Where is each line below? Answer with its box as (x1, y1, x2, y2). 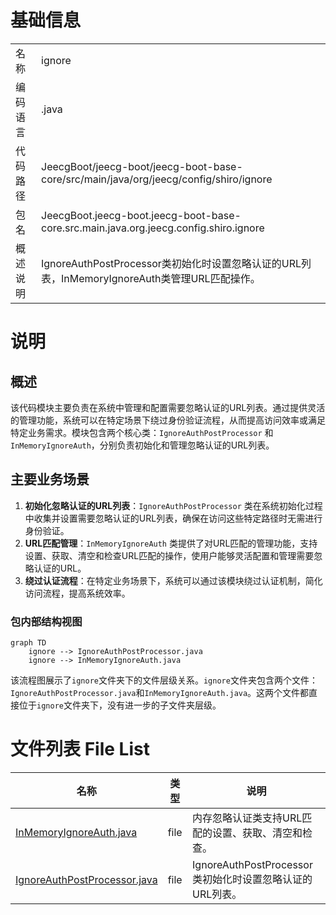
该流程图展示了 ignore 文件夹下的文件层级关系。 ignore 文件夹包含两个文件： (10, 674, 318, 686)
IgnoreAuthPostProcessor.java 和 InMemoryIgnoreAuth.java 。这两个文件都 (10, 687, 310, 699)
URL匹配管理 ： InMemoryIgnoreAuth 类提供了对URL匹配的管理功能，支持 (24, 537, 318, 549)
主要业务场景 (10, 471, 90, 488)
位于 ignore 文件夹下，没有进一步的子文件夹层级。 (18, 699, 222, 711)
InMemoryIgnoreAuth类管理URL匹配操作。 (61, 271, 261, 285)
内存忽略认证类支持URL (192, 811, 303, 825)
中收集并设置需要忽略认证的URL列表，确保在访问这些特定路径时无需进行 (24, 512, 323, 524)
